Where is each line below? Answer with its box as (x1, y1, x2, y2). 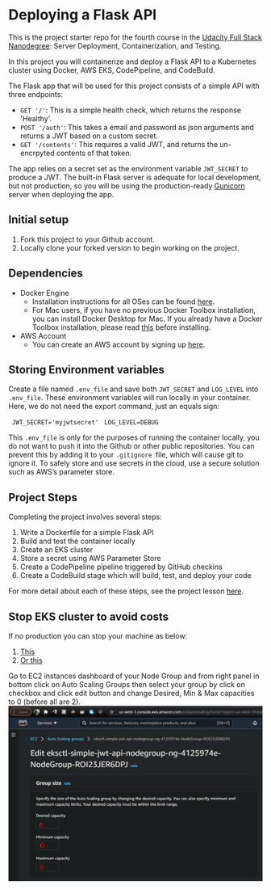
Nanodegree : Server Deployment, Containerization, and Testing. (8, 40, 222, 50)
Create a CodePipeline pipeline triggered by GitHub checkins (19, 562, 223, 572)
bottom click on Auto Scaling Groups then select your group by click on (8, 680, 246, 689)
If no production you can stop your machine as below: (8, 631, 188, 640)
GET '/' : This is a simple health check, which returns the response (19, 105, 242, 115)
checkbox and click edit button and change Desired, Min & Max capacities (8, 689, 255, 698)
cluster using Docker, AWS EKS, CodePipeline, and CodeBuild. (8, 65, 215, 74)
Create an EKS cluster (19, 545, 94, 555)
